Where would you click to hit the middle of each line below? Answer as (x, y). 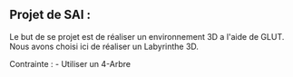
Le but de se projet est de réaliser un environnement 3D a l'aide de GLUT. (147, 36)
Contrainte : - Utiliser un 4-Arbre (70, 63)
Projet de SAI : (50, 15)
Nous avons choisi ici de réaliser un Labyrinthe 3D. (104, 46)
